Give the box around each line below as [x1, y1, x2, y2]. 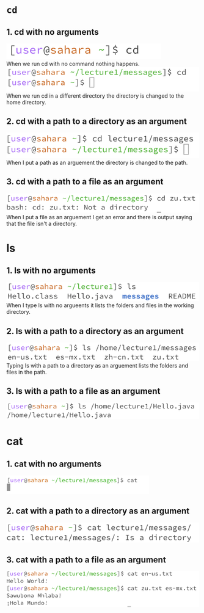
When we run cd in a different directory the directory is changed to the [6, 92, 184, 100]
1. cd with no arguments [6, 27, 99, 37]
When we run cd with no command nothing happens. [6, 60, 140, 67]
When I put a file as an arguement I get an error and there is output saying [6, 213, 192, 220]
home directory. [6, 98, 46, 106]
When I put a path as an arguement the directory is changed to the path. [6, 159, 188, 166]
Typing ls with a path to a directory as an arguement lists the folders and [6, 361, 189, 369]
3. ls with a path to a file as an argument [6, 386, 161, 396]
